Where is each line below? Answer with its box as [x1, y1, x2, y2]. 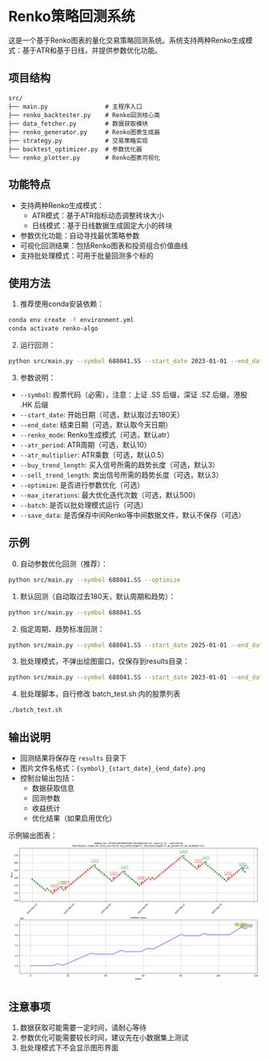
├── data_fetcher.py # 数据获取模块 [8, 120, 148, 128]
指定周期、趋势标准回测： [19, 624, 105, 634]
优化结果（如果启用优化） [31, 813, 117, 823]
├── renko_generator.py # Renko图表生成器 [8, 128, 160, 137]
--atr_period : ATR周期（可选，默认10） [19, 440, 151, 450]
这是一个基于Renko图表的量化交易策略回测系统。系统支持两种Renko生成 [8, 35, 247, 45]
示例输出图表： [8, 830, 58, 840]
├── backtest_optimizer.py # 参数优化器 [8, 145, 143, 153]
